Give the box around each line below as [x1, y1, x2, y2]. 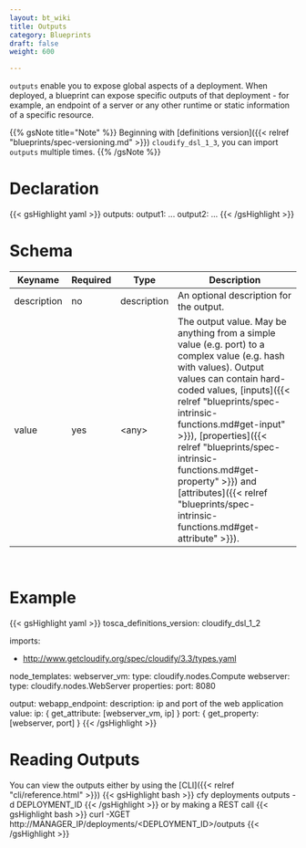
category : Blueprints [9, 30, 92, 39]
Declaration [9, 179, 99, 199]
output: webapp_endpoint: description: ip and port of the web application [9, 697, 284, 708]
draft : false [9, 38, 59, 48]
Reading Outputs [9, 749, 140, 770]
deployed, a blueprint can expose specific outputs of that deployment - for [9, 90, 290, 101]
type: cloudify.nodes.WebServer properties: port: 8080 [9, 680, 216, 691]
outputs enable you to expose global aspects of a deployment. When [9, 80, 269, 91]
